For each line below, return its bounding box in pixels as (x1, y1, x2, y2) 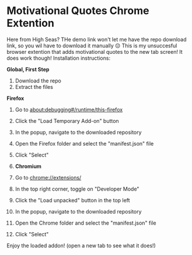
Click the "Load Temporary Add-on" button (15, 117, 119, 124)
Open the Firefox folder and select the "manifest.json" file (15, 140, 154, 147)
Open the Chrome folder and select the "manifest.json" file (15, 219, 156, 226)
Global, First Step (6, 66, 50, 73)
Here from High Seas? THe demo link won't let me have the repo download (6, 36, 187, 43)
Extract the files (15, 83, 53, 90)
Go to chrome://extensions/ (15, 174, 82, 181)
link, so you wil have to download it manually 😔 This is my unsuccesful (6, 42, 177, 49)
